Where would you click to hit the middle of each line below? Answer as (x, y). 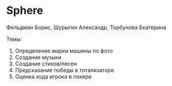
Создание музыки (38, 57)
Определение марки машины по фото (64, 51)
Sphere (25, 11)
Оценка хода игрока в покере (53, 76)
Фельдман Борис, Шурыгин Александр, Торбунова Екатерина (86, 27)
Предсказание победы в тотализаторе (65, 70)
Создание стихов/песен (46, 64)
